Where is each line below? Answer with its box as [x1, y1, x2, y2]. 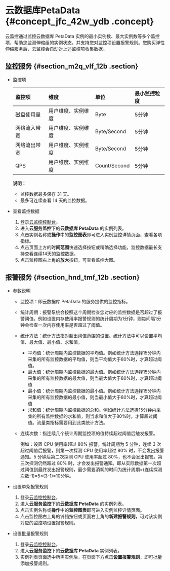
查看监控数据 [12, 208, 39, 214]
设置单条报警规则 [12, 483, 49, 489]
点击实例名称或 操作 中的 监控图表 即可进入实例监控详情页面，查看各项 [20, 231, 162, 237]
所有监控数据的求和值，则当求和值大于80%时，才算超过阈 [36, 413, 158, 419]
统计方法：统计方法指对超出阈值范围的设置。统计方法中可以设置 [20, 333, 153, 339]
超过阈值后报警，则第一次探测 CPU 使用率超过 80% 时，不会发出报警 [20, 447, 164, 453]
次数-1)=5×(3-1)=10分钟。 [20, 473, 74, 479]
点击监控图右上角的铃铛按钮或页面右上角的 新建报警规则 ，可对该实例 [20, 513, 162, 519]
